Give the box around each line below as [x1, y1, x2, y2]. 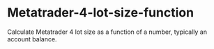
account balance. [7, 35, 57, 43]
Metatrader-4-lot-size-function [7, 5, 194, 21]
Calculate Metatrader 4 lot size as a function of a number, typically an [7, 28, 208, 36]
